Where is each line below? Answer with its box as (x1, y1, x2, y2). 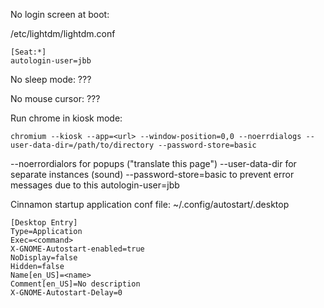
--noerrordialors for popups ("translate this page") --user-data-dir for (10, 158, 297, 169)
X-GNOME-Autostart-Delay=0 (10, 288, 123, 298)
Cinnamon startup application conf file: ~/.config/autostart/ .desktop (10, 199, 290, 210)
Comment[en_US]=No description (10, 279, 141, 289)
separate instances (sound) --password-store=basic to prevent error (10, 169, 295, 180)
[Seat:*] (10, 47, 47, 57)
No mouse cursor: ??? (10, 93, 101, 104)
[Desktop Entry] (10, 218, 78, 228)
